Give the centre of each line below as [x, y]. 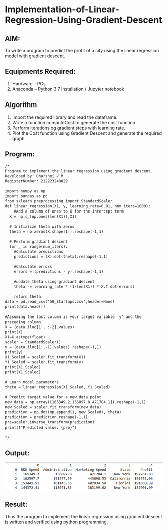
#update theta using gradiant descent [54, 282]
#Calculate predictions [39, 252]
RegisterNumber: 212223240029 [37, 181]
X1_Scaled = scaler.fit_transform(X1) [45, 357]
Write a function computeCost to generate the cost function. [74, 122]
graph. [19, 138]
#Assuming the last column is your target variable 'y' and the [73, 317]
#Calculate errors [33, 267]
